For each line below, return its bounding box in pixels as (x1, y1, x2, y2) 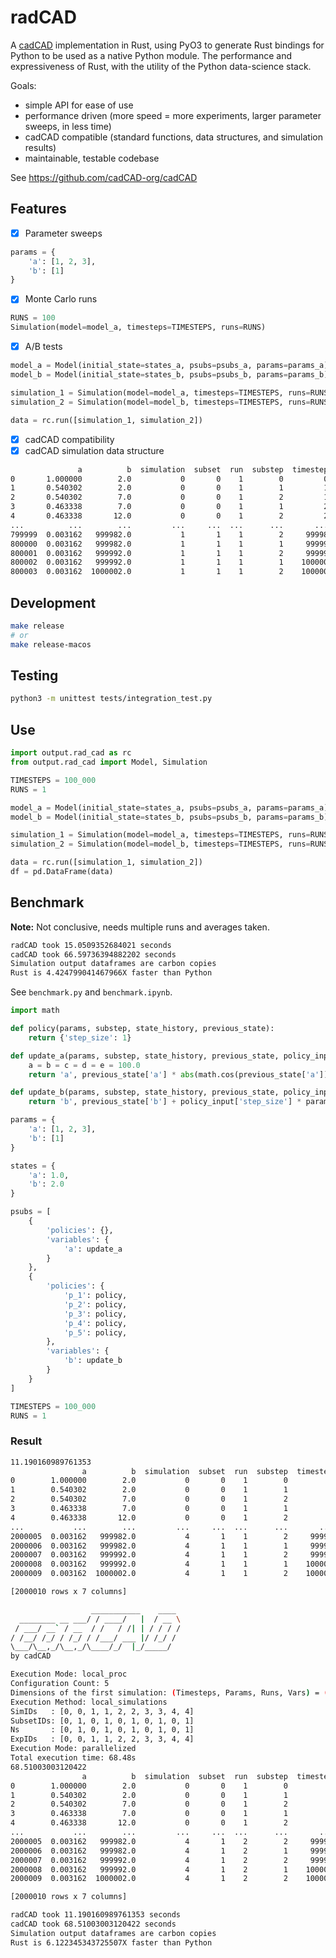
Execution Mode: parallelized (10, 1744, 137, 1754)
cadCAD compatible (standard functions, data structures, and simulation (24, 131, 323, 143)
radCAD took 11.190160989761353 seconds (10, 1910, 182, 1920)
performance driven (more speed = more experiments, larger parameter (24, 109, 322, 121)
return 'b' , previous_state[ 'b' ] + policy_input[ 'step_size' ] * (28, 1097, 302, 1107)
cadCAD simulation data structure (24, 444, 165, 456)
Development (10, 594, 97, 611)
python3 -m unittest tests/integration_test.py (10, 694, 213, 704)
